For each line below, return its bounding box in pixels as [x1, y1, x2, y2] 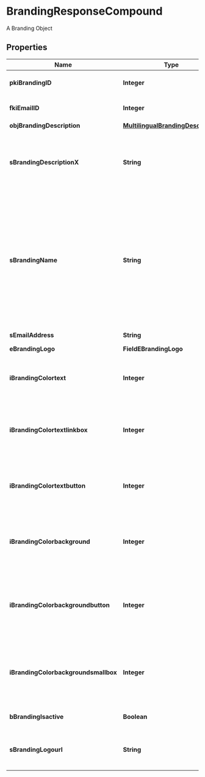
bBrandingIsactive [9, 712, 64, 721]
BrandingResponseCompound [6, 4, 163, 18]
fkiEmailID [9, 103, 40, 112]
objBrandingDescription [9, 121, 81, 130]
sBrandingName [9, 256, 58, 264]
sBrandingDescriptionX [9, 158, 79, 166]
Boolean [123, 712, 148, 721]
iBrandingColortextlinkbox [9, 425, 88, 434]
